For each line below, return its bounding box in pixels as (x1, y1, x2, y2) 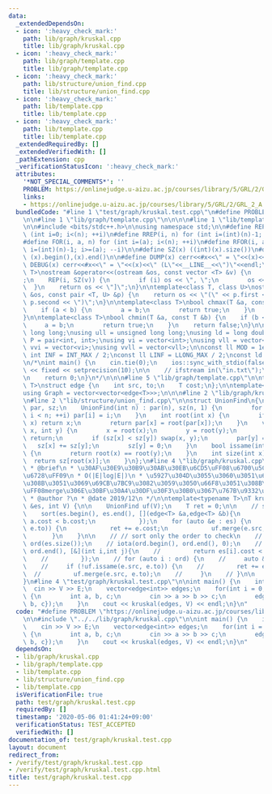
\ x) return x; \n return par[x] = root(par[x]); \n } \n (23, 419, 249, 427)
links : (23, 192, 45, 201)
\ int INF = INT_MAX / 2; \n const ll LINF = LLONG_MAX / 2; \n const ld (23, 351, 263, 359)
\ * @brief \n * (23, 464, 74, 473)
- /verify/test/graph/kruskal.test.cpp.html (8, 766, 161, 775)
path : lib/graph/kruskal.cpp (23, 34, 121, 43)
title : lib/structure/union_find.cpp (23, 87, 151, 96)
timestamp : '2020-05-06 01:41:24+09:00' (15, 713, 154, 722)
